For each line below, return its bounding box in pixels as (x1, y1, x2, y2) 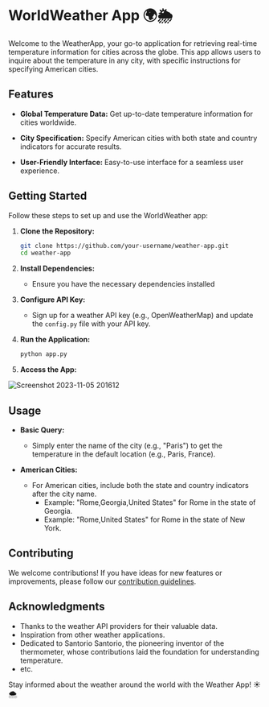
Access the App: (19, 365, 78, 374)
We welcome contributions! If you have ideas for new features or (8, 568, 222, 577)
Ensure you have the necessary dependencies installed (31, 279, 215, 289)
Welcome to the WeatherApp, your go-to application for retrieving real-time (8, 38, 258, 48)
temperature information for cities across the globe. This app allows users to (8, 47, 261, 56)
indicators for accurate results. (19, 142, 122, 151)
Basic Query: (19, 425, 65, 435)
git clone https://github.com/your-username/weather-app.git (19, 242, 230, 250)
